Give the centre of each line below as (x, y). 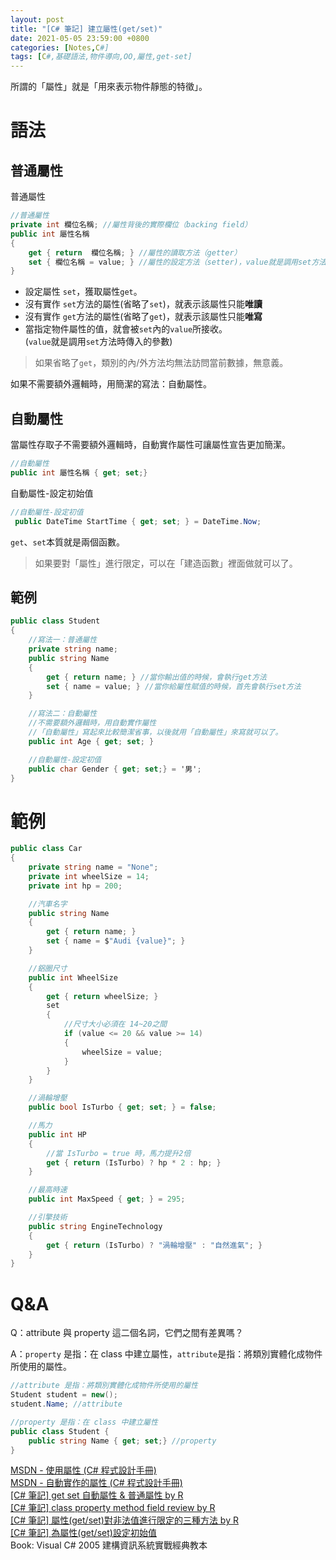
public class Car (46, 849)
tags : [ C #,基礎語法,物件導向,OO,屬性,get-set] (101, 57)
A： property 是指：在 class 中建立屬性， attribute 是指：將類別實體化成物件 (166, 1354)
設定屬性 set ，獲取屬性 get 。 (83, 292)
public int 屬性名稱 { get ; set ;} (79, 472)
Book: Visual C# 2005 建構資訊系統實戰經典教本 (109, 1545)
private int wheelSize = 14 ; (89, 876)
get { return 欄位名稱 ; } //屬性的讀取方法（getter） (135, 252)
